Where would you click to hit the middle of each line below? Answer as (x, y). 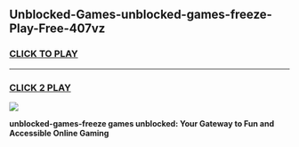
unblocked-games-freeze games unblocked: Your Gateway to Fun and (142, 123)
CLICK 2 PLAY (40, 87)
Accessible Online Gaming (59, 133)
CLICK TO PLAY (44, 54)
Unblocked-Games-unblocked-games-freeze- (141, 15)
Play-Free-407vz (57, 29)
